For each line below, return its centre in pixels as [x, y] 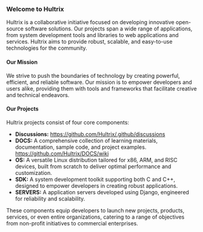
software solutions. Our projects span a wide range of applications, [109, 29]
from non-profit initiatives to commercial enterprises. [72, 223]
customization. [34, 172]
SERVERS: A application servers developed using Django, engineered [102, 192]
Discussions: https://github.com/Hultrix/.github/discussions [90, 134]
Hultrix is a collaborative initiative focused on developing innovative [90, 22]
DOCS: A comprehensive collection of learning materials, [86, 140]
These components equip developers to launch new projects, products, [95, 210]
